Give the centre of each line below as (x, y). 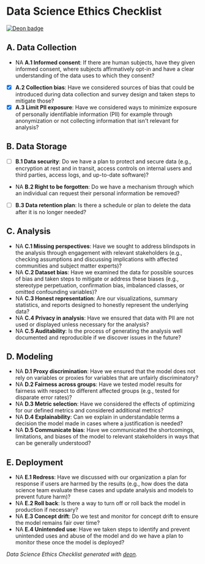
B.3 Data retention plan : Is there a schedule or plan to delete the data (103, 205)
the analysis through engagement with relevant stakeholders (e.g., (99, 252)
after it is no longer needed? (51, 212)
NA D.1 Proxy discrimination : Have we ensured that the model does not (105, 371)
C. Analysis (28, 231)
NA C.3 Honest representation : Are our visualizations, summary (96, 298)
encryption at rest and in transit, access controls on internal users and (103, 168)
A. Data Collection (42, 48)
